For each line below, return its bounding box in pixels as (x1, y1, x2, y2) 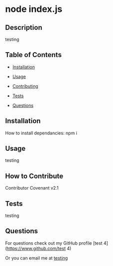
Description (5, 23, 42, 32)
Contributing (12, 83, 38, 89)
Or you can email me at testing (5, 255, 68, 261)
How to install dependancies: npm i (5, 130, 77, 136)
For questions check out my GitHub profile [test (5, 240, 103, 246)
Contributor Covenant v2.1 (5, 185, 59, 191)
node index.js (5, 3, 63, 15)
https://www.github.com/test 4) (6, 245, 72, 251)
